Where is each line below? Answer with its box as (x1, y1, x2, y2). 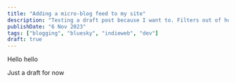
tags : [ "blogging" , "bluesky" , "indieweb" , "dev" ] (7, 29, 159, 37)
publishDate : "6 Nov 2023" (7, 23, 86, 30)
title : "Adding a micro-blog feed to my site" (7, 10, 146, 17)
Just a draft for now (7, 69, 65, 77)
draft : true (7, 36, 42, 43)
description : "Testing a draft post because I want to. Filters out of (7, 17, 221, 24)
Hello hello (7, 55, 39, 63)
